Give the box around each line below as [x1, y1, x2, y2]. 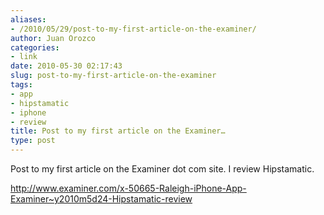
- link [10, 52, 38, 62]
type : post [10, 136, 56, 146]
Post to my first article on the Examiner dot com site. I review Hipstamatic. [10, 163, 315, 175]
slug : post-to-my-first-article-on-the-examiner [10, 71, 217, 81]
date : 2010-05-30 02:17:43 [10, 61, 123, 71]
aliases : [10, 14, 47, 25]
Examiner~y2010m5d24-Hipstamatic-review [10, 193, 193, 205]
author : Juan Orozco [10, 33, 97, 43]
